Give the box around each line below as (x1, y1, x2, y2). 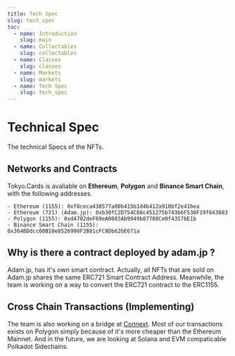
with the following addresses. (7, 189, 93, 197)
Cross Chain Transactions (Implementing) (7, 301, 195, 313)
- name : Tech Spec (13, 82, 68, 90)
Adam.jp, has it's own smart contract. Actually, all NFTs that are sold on (7, 265, 215, 274)
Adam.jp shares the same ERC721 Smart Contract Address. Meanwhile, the (7, 273, 224, 281)
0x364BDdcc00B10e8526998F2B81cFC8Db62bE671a (7, 227, 140, 235)
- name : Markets (13, 69, 61, 76)
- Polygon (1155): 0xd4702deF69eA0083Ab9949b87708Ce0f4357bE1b (7, 215, 197, 222)
